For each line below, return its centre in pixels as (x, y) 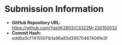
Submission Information (54, 9)
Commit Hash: (26, 33)
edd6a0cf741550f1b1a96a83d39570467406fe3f (60, 38)
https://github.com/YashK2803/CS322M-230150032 (64, 27)
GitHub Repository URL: (36, 22)
